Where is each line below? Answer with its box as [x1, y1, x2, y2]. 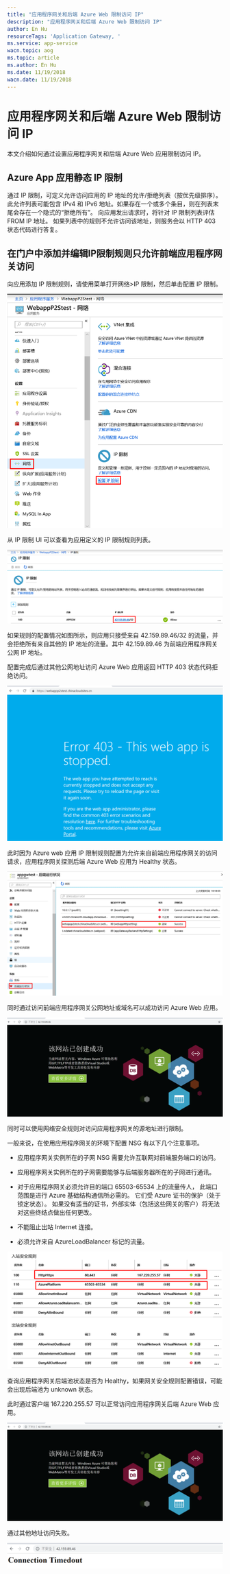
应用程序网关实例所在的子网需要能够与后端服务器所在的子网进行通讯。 [16, 1167, 216, 1176]
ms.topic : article [7, 55, 60, 62]
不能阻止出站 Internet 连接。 [16, 1222, 97, 1231]
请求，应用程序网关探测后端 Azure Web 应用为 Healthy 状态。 [7, 858, 181, 866]
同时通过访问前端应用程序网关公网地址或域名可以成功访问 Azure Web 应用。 [7, 1004, 222, 1012]
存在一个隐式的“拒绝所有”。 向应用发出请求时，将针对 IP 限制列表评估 [18, 208, 215, 217]
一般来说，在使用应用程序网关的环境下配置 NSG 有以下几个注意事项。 [7, 1139, 203, 1147]
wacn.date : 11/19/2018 [7, 76, 72, 83]
